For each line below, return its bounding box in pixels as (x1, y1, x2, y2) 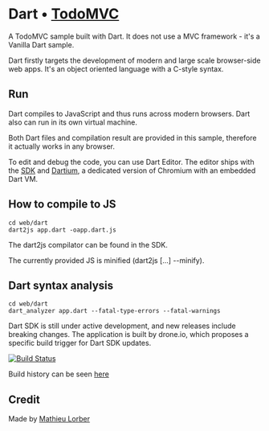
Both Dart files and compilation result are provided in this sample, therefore (8, 133, 257, 142)
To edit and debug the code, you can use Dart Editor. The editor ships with (8, 157, 255, 166)
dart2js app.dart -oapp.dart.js (8, 226, 116, 234)
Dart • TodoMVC (8, 5, 120, 23)
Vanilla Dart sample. (8, 39, 75, 49)
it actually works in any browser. (8, 142, 115, 151)
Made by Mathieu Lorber (8, 414, 91, 424)
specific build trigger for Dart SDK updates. (8, 339, 152, 348)
